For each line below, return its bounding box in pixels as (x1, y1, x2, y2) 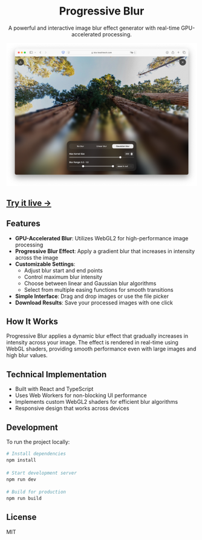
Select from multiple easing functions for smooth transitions (24, 286, 174, 293)
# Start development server (6, 470, 77, 476)
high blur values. (6, 352, 48, 359)
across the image (15, 254, 59, 261)
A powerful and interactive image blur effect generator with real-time (8, 24, 180, 31)
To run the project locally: (6, 438, 70, 446)
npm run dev (6, 476, 36, 482)
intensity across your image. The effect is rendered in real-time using (6, 339, 178, 346)
